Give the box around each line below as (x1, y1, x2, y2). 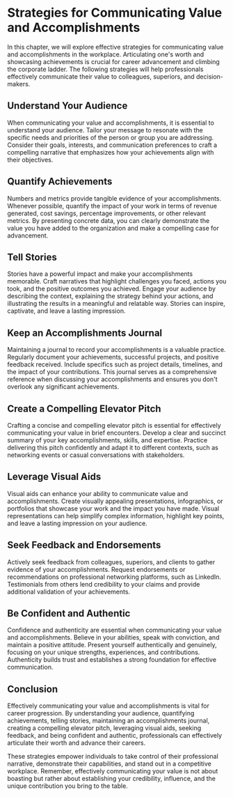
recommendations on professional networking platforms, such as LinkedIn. (7, 573, 221, 581)
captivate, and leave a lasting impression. (7, 307, 126, 315)
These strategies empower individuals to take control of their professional (7, 752, 219, 761)
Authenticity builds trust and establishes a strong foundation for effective (7, 656, 217, 664)
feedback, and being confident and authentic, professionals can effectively (7, 732, 223, 740)
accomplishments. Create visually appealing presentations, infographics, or (7, 497, 224, 505)
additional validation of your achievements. (7, 587, 131, 596)
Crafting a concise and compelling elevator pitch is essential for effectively (7, 421, 221, 429)
